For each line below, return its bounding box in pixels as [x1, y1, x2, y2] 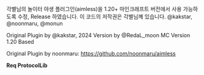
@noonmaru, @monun [6, 20, 63, 27]
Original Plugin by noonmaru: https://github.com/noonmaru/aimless [6, 50, 176, 57]
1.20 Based [6, 38, 35, 45]
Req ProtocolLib [6, 62, 48, 69]
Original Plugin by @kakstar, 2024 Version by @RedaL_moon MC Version [6, 32, 191, 38]
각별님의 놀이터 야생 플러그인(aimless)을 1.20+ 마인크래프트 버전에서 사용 [6, 5, 182, 12]
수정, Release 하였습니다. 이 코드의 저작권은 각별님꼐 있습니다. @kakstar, [17, 13, 192, 20]
